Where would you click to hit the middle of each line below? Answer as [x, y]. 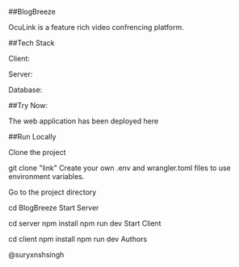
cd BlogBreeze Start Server [54, 208]
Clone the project [37, 152]
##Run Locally [32, 137]
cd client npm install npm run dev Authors [78, 239]
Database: [25, 90]
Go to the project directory [52, 192]
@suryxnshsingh [36, 254]
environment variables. [46, 176]
